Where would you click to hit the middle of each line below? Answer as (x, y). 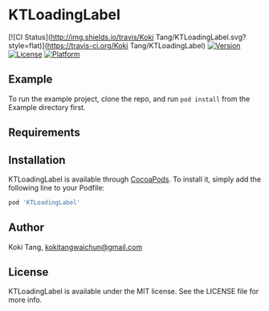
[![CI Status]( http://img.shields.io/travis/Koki (81, 37)
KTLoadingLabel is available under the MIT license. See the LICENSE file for (134, 292)
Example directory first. (47, 107)
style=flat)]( (28, 45)
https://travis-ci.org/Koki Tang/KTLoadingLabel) (126, 45)
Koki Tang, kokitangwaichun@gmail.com (75, 247)
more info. (25, 300)
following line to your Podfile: (57, 187)
